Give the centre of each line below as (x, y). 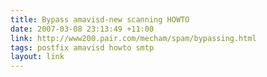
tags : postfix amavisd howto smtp (82, 47)
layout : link (37, 57)
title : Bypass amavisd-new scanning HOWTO (100, 19)
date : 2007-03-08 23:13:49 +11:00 (82, 29)
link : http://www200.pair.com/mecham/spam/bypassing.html (133, 38)
